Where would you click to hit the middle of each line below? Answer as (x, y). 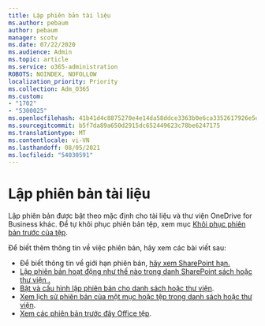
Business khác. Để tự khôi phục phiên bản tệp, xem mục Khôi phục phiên (127, 224)
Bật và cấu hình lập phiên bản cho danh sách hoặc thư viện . (117, 288)
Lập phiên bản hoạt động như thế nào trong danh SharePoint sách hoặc (136, 272)
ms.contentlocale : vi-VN (49, 140)
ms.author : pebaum (38, 23)
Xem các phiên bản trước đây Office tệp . (86, 313)
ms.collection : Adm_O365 (49, 89)
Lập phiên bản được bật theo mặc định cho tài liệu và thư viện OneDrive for (130, 216)
